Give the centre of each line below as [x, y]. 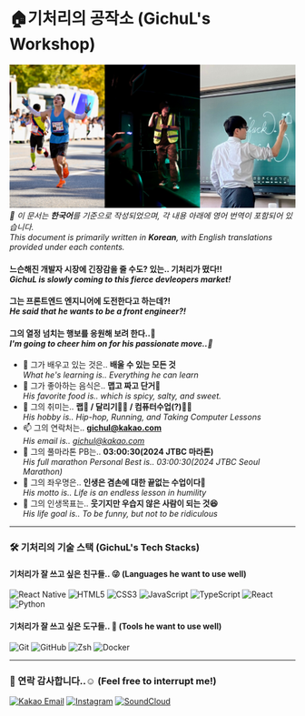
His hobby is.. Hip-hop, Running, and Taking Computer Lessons [142, 417]
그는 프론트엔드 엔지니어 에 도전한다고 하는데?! [90, 301]
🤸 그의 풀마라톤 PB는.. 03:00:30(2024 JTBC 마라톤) [118, 452]
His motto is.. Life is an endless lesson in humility [114, 493]
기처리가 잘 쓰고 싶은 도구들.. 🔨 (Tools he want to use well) [116, 626]
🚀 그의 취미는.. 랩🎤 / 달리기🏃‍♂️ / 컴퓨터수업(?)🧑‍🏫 [107, 407]
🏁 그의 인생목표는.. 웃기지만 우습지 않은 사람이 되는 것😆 [120, 504]
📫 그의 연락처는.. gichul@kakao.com [92, 428]
